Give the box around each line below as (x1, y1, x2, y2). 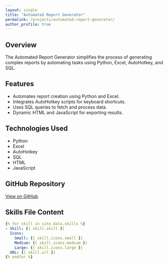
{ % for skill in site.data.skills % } (5, 221, 86, 227)
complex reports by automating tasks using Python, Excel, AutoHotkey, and (5, 60, 163, 66)
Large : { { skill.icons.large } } (14, 245, 83, 250)
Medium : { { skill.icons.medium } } (14, 240, 88, 245)
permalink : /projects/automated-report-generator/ (5, 17, 115, 22)
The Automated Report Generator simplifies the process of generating (5, 54, 152, 60)
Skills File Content (5, 207, 64, 217)
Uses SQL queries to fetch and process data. (12, 104, 107, 110)
